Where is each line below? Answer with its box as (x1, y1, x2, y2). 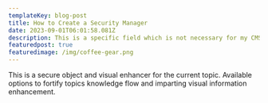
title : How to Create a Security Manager (8, 19, 148, 27)
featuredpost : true (8, 41, 73, 49)
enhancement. (8, 87, 56, 96)
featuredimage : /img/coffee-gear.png (8, 48, 134, 56)
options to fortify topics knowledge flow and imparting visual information (8, 78, 247, 88)
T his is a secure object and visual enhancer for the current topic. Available (8, 71, 253, 79)
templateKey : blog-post (8, 11, 88, 20)
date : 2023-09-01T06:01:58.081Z (8, 26, 116, 34)
